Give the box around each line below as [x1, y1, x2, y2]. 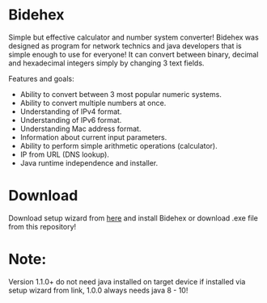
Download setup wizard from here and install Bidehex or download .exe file [8, 213, 259, 223]
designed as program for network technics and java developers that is [8, 40, 242, 50]
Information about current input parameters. [19, 132, 167, 142]
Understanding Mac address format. [19, 124, 142, 133]
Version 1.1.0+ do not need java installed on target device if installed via [8, 276, 246, 286]
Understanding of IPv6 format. [19, 115, 122, 124]
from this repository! [8, 221, 77, 231]
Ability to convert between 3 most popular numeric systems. [19, 89, 222, 99]
